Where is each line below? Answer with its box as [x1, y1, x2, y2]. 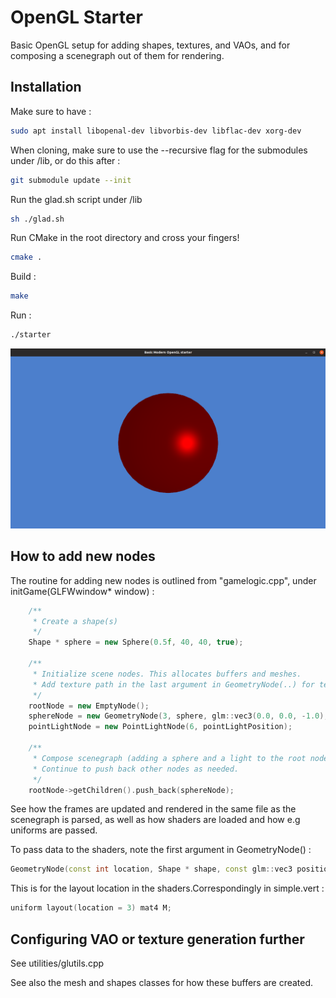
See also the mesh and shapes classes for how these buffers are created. [10, 977, 314, 989]
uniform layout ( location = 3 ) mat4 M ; [10, 903, 172, 913]
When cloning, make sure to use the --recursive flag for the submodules [10, 144, 308, 156]
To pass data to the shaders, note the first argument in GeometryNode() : [10, 844, 312, 856]
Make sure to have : [10, 105, 92, 117]
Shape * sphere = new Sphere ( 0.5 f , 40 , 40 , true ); [28, 637, 244, 648]
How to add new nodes [10, 548, 156, 565]
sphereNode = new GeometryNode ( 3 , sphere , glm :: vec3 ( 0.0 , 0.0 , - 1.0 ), [28, 711, 329, 721]
